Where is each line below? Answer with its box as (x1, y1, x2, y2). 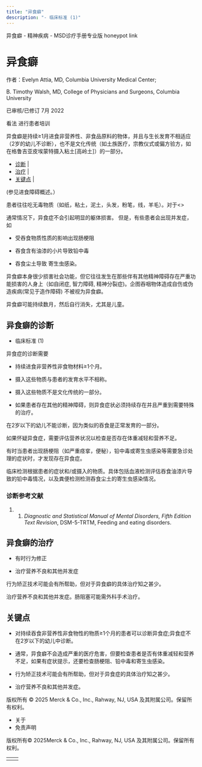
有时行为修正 (14, 555, 47, 562)
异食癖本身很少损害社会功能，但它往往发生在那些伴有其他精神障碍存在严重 (6, 273, 191, 280)
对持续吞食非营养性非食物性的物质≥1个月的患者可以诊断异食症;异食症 (14, 630, 186, 637)
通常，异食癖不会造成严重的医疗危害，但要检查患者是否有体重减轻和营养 (14, 650, 194, 657)
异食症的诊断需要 (6, 350, 49, 358)
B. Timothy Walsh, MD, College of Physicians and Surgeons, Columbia (6, 88, 180, 95)
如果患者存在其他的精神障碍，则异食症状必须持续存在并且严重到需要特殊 (14, 402, 194, 409)
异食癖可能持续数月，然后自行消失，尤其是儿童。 (6, 301, 127, 308)
